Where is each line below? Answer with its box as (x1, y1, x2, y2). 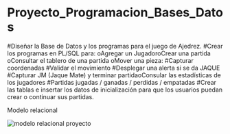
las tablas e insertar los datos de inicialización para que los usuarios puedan (7, 85, 223, 94)
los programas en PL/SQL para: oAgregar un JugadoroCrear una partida (7, 49, 211, 57)
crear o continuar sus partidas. (7, 92, 94, 100)
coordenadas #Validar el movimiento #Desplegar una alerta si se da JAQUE (7, 64, 220, 72)
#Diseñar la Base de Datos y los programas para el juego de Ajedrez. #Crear (7, 42, 223, 50)
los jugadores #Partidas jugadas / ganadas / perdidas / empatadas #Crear (7, 78, 217, 86)
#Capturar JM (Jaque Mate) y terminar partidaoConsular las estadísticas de (7, 70, 222, 79)
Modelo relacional (7, 106, 58, 114)
